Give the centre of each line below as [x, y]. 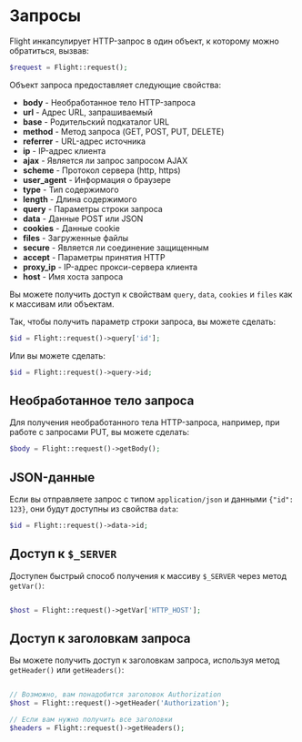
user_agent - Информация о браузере [96, 179]
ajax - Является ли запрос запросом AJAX [105, 160]
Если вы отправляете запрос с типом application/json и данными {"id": [151, 499]
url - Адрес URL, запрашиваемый [87, 112]
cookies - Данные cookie [71, 228]
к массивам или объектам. [62, 304]
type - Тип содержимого [71, 189]
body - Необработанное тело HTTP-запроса [109, 102]
